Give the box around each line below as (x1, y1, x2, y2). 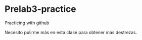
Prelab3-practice (4, 3, 76, 15)
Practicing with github (4, 20, 49, 26)
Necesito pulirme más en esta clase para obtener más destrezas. (4, 29, 137, 35)
